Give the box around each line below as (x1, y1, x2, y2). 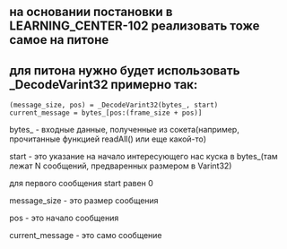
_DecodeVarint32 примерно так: (9, 77, 198, 92)
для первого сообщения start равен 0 (9, 178, 154, 189)
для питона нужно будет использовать (9, 63, 240, 78)
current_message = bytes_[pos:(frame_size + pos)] (9, 108, 203, 117)
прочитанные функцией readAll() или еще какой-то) (9, 133, 207, 144)
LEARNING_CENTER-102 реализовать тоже (9, 19, 260, 34)
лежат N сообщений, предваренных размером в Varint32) (9, 160, 232, 171)
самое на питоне (9, 32, 109, 47)
